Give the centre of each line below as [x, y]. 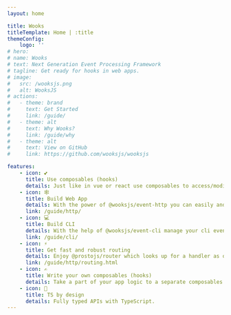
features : [21, 167]
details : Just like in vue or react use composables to [107, 186]
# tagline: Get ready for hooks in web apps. [73, 71]
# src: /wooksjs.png [40, 83]
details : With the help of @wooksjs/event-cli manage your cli [118, 231]
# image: [20, 77]
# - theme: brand [35, 103]
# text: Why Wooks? [41, 128]
